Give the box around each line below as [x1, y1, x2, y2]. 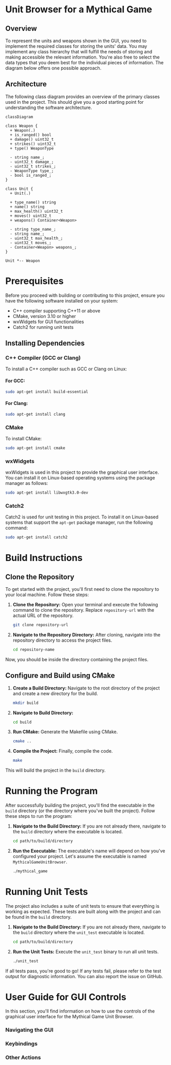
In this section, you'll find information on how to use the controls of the [5, 1008, 155, 1014]
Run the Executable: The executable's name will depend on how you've [12, 848, 165, 854]
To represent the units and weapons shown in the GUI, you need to [5, 38, 147, 44]
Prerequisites [5, 275, 64, 287]
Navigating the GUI [5, 1026, 54, 1034]
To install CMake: [5, 435, 42, 441]
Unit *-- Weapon [5, 258, 40, 263]
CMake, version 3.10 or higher [12, 313, 76, 319]
